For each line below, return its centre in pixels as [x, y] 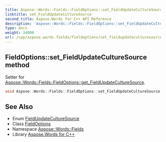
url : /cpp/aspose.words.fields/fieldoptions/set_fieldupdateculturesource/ [85, 38]
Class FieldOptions [31, 124]
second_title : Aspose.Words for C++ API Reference [58, 19]
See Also [19, 107]
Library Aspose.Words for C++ [43, 135]
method [17, 65]
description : [19, 24]
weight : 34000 [20, 33]
